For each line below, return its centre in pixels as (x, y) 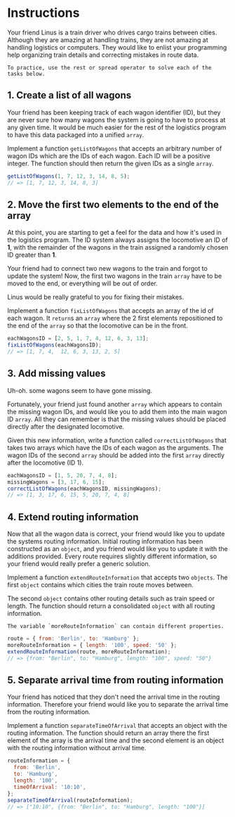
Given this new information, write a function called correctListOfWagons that (117, 440)
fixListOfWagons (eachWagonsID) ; (54, 345)
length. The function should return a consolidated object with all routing (111, 606)
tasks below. (26, 74)
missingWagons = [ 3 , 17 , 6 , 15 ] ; (56, 482)
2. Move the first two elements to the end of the (113, 204)
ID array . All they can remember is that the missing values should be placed (117, 419)
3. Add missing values (57, 374)
